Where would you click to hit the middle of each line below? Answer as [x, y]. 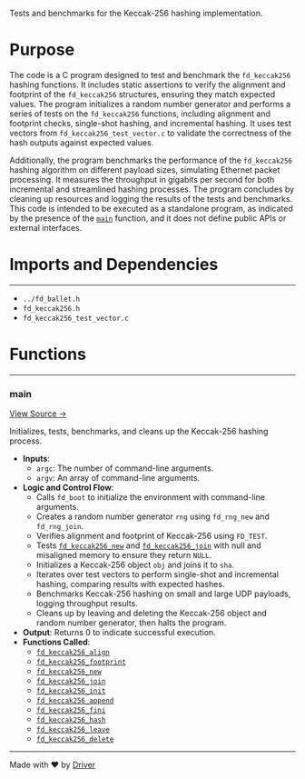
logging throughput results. [87, 604]
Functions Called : [56, 642]
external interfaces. [46, 227]
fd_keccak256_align [73, 653]
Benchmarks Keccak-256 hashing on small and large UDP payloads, [163, 594]
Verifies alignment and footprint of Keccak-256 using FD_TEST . [152, 536]
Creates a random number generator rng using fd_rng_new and [152, 516]
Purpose [42, 50]
